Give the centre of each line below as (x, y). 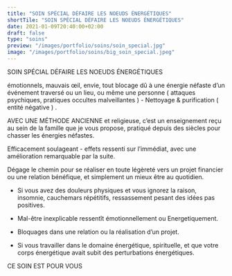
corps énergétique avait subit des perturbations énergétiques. (106, 252)
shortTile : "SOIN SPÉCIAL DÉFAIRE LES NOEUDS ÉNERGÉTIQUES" (96, 20)
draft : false (26, 33)
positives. (31, 205)
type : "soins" (28, 39)
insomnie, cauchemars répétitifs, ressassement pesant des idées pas (116, 197)
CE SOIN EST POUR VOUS (45, 266)
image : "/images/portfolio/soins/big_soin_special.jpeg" (91, 53)
